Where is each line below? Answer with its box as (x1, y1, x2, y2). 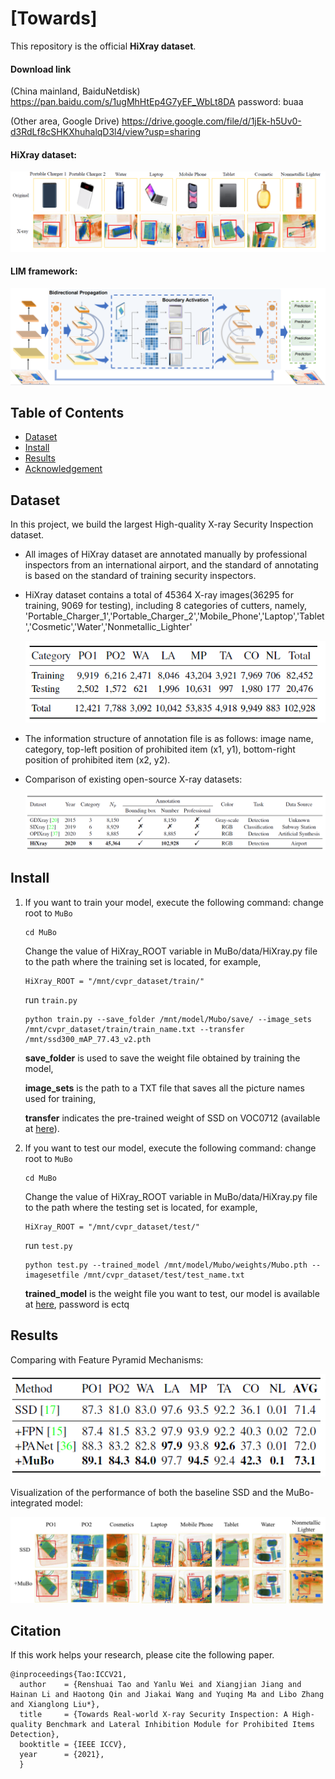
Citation (10, 1622, 62, 1639)
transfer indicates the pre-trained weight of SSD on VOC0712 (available (24, 1112, 321, 1124)
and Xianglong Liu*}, (10, 1700, 101, 1710)
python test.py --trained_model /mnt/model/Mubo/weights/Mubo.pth (24, 1260, 308, 1270)
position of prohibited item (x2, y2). (24, 754, 171, 766)
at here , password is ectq (24, 1298, 130, 1310)
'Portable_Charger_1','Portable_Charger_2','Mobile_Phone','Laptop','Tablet (24, 610, 325, 622)
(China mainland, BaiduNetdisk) (10, 85, 141, 97)
